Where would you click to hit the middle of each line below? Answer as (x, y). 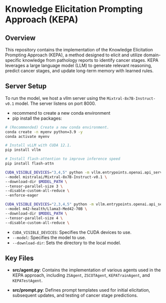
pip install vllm (23, 150)
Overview (21, 38)
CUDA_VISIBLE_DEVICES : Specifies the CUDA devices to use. (72, 232)
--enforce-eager (22, 195)
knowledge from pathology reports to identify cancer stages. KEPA (90, 60)
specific (13, 60)
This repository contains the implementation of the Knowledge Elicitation (79, 50)
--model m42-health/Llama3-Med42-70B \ (46, 209)
